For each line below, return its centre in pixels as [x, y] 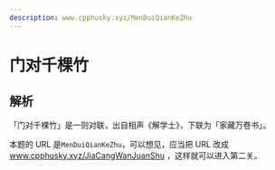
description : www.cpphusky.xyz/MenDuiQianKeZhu [101, 18]
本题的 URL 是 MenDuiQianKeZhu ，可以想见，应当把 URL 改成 [119, 144]
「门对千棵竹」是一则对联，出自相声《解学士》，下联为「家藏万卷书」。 [140, 125]
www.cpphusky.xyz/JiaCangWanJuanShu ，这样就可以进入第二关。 [136, 156]
